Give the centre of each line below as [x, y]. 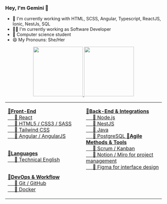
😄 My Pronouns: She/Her [39, 40]
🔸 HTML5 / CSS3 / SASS [43, 124]
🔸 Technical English [37, 160]
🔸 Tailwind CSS [32, 130]
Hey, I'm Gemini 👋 [27, 8]
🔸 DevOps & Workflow [34, 177]
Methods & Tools [106, 142]
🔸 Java [101, 130]
